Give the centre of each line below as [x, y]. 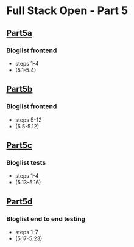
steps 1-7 [26, 232]
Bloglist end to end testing [46, 218]
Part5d [19, 201]
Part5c [19, 145]
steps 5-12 [28, 120]
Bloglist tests [26, 162]
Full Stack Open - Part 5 [67, 11]
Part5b [19, 89]
